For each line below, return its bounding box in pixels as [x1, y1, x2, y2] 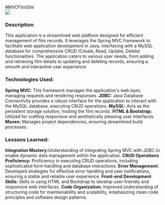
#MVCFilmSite [5, 4, 34, 10]
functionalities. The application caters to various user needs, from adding [5, 54, 154, 59]
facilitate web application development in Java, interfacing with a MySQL [5, 43, 153, 49]
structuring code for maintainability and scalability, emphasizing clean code [5, 189, 159, 195]
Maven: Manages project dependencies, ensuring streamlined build [5, 118, 143, 124]
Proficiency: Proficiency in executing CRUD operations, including [5, 157, 138, 164]
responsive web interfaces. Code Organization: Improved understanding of [5, 184, 159, 190]
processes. [5, 124, 28, 130]
